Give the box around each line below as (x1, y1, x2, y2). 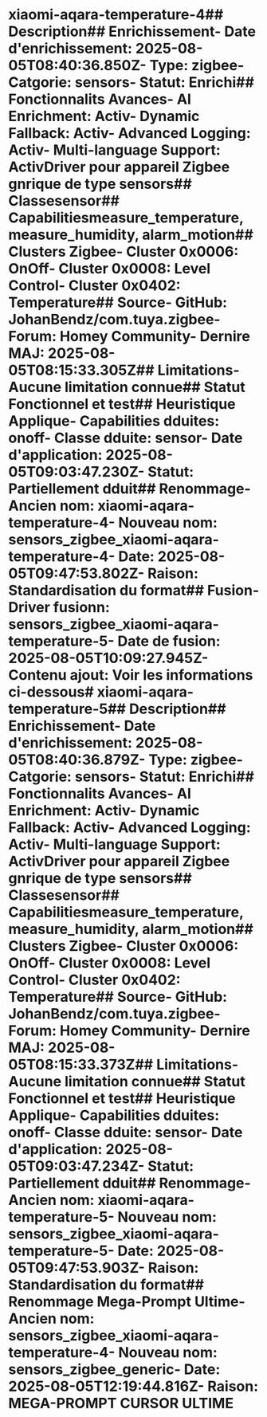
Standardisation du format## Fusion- (8, 582, 260, 599)
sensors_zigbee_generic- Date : (8, 1360, 221, 1379)
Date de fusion (117, 632, 217, 650)
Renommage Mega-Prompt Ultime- (8, 1293, 245, 1311)
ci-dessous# (8, 683, 94, 701)
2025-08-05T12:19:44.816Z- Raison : (8, 1377, 259, 1395)
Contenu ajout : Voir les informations (8, 666, 253, 685)
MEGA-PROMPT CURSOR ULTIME (8, 1395, 234, 1412)
